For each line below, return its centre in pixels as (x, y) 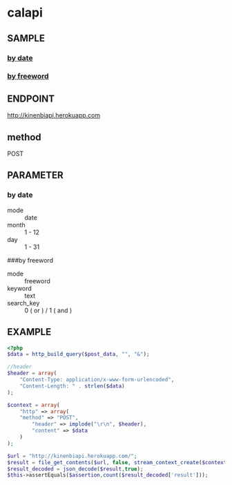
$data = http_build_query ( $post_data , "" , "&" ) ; (78, 354)
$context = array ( (33, 405)
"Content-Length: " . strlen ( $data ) (72, 386)
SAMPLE (26, 38)
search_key (23, 303)
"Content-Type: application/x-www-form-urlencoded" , (97, 380)
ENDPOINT (31, 98)
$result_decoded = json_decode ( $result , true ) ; (75, 469)
